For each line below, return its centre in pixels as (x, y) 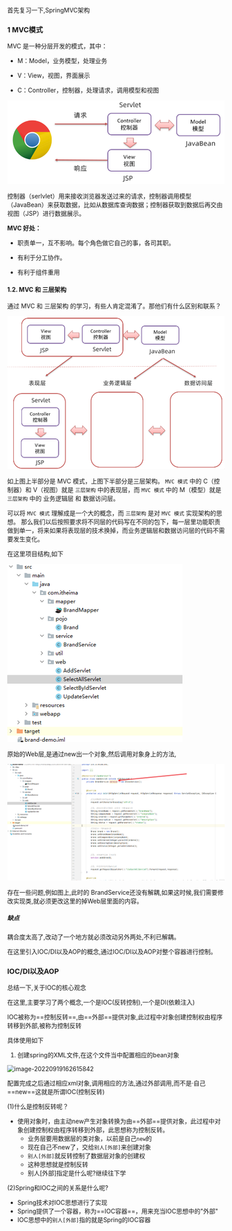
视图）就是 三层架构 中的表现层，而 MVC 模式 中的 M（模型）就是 (132, 489)
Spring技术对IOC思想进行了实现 (62, 1203)
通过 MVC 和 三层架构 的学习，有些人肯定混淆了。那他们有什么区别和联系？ (114, 306)
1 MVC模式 (25, 30)
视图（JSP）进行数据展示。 (46, 213)
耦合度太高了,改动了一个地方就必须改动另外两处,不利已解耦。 (94, 937)
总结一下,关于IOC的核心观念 (47, 987)
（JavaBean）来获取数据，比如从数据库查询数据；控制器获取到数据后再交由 (115, 204)
